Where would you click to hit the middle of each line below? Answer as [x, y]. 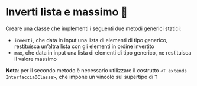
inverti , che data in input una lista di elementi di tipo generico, [91, 40]
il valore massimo [35, 59]
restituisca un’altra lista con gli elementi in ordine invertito [84, 46]
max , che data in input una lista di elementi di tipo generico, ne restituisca [103, 52]
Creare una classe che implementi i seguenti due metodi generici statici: [93, 28]
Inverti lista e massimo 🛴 [67, 12]
